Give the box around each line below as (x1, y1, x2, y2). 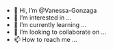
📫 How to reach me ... (13, 36, 77, 43)
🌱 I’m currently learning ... (13, 21, 87, 28)
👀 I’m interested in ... (13, 14, 72, 22)
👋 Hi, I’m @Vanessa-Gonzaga (13, 7, 97, 14)
